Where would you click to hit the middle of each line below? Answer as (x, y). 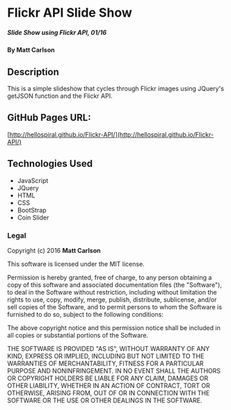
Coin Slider (33, 218)
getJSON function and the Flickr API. (60, 96)
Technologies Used (50, 164)
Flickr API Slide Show (70, 13)
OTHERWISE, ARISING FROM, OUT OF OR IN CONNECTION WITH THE (109, 393)
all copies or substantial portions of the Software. (78, 335)
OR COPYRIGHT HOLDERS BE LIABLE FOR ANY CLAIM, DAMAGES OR (108, 378)
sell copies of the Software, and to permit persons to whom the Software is (115, 306)
